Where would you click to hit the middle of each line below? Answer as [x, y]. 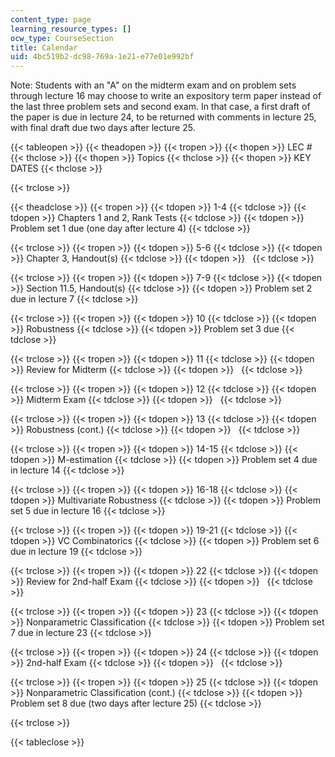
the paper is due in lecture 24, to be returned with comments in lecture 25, [163, 117]
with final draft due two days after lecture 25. [103, 128]
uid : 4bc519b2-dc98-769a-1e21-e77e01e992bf [102, 57]
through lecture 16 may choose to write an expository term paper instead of [166, 96]
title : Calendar [44, 47]
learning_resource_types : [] [71, 29]
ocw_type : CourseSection [62, 38]
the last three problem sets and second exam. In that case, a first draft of [160, 107]
